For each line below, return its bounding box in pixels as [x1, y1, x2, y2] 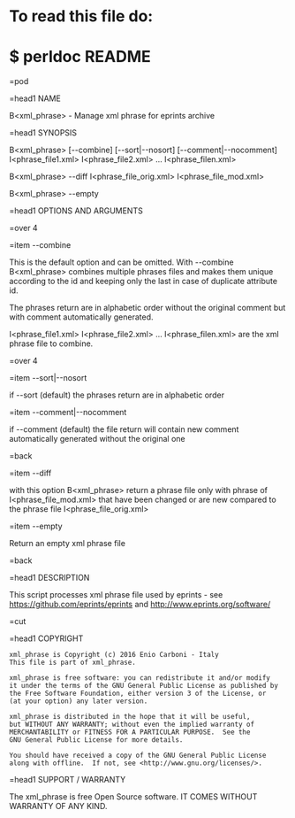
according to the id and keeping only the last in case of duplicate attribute [9, 276, 278, 287]
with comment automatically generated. [9, 312, 154, 322]
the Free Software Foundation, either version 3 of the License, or [9, 689, 267, 698]
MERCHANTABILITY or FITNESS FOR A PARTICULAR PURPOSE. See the [9, 728, 251, 737]
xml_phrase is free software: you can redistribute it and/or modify [9, 674, 271, 683]
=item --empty [9, 521, 64, 532]
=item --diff [9, 467, 52, 479]
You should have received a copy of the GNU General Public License [9, 751, 267, 760]
